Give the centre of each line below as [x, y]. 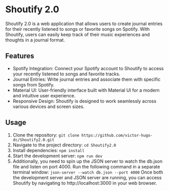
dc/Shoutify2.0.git [34, 140]
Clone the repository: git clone [46, 135]
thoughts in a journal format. [35, 40]
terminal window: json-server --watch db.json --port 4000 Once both [88, 172]
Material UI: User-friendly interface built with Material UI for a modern [86, 90]
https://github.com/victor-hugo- [117, 135]
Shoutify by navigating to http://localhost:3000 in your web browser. [85, 183]
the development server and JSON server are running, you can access [87, 177]
